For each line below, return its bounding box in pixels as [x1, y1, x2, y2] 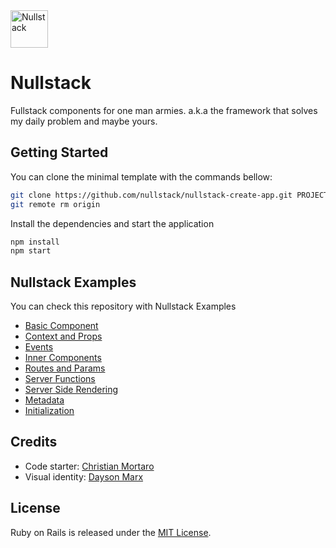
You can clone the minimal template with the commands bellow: [10, 170, 273, 183]
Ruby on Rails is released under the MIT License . [10, 526, 212, 538]
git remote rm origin [10, 199, 101, 209]
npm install [10, 237, 60, 247]
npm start [10, 246, 52, 256]
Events [24, 341, 54, 353]
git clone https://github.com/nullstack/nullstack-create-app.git [10, 190, 293, 200]
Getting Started [10, 144, 109, 161]
